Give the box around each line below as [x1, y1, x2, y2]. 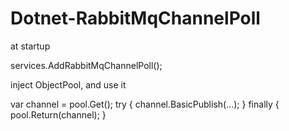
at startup [10, 40, 51, 52]
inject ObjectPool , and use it [10, 78, 127, 91]
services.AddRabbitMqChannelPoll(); [10, 59, 163, 71]
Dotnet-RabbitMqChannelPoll [10, 7, 261, 30]
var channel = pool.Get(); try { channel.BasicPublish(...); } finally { [10, 98, 280, 110]
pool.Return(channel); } [10, 108, 107, 121]
